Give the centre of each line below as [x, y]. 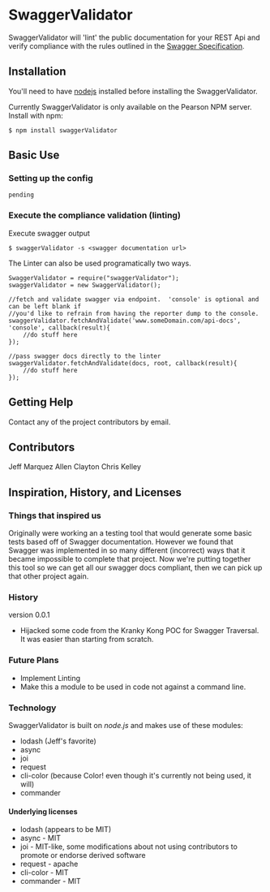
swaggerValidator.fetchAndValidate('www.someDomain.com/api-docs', [125, 321]
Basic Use [34, 155]
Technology [32, 708]
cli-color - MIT [44, 873]
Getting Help [41, 402]
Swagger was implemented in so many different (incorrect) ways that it [127, 550]
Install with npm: [36, 115]
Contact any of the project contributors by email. [90, 422]
